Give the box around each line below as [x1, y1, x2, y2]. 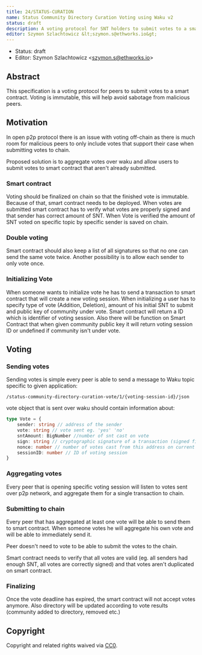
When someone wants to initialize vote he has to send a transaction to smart [6, 288, 195, 296]
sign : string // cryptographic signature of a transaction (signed [17, 438, 189, 445]
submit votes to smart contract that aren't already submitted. [6, 164, 157, 171]
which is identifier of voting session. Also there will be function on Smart [6, 314, 186, 321]
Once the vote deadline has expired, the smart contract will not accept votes [6, 596, 195, 603]
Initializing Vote [6, 275, 53, 283]
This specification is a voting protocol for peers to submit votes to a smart [6, 87, 189, 94]
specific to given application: [6, 382, 78, 389]
